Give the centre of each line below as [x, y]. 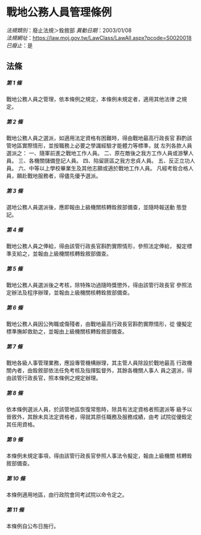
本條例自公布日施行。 [32, 526]
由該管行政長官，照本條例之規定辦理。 [54, 378]
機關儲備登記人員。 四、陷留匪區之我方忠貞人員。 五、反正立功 [112, 161]
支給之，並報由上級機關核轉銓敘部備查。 [61, 254]
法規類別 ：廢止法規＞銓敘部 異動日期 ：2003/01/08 [69, 30]
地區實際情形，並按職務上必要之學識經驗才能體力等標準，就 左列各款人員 [102, 146]
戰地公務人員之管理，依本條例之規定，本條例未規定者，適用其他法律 [91, 99]
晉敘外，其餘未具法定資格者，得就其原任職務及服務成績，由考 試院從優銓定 [99, 417]
